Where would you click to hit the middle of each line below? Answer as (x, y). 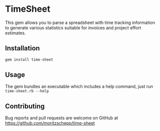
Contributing (25, 106)
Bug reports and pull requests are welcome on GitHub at (62, 118)
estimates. (15, 33)
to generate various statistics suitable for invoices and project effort (73, 27)
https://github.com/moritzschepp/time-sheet (50, 123)
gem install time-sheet (29, 60)
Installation (22, 48)
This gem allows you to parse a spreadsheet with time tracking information (80, 22)
